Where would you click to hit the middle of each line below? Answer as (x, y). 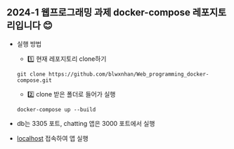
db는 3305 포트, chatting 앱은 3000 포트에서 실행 (86, 123)
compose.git (34, 80)
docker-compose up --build (56, 109)
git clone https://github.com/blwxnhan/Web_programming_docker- (113, 74)
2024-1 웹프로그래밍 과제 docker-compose (98, 13)
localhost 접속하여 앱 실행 (52, 138)
